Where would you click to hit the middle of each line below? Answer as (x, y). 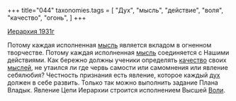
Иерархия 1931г (31, 31)
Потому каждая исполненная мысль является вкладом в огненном (109, 45)
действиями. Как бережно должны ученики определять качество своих (117, 60)
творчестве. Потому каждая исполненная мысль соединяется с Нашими (118, 53)
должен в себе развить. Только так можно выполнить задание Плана (113, 83)
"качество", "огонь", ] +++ (47, 18)
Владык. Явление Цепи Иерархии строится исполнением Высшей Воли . (116, 90)
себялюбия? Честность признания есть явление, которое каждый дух (114, 75)
